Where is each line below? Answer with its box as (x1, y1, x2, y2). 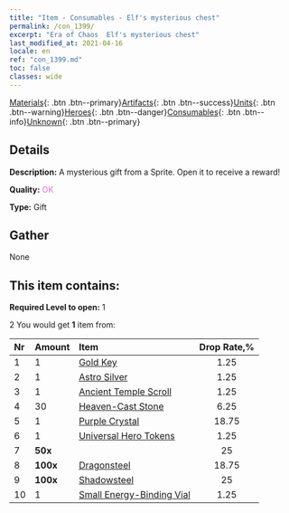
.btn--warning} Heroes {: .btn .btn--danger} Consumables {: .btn (9, 106, 241, 118)
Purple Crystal (78, 415, 140, 428)
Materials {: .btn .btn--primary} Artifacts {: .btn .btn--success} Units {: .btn (9, 97, 275, 108)
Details (9, 142, 50, 158)
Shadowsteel (78, 474, 134, 487)
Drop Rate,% (199, 341, 255, 354)
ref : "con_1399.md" (9, 55, 83, 64)
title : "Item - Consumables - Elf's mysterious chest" (9, 13, 220, 23)
